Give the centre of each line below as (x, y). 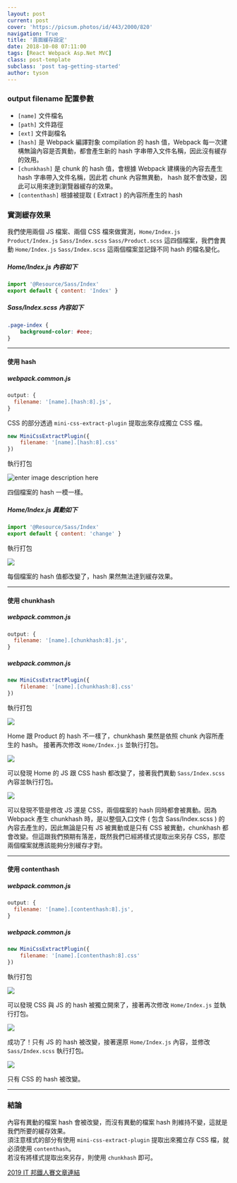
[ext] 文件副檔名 (42, 133)
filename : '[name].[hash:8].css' (69, 443)
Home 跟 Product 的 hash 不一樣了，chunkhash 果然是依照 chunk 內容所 (113, 736)
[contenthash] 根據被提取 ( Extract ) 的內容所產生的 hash (100, 195)
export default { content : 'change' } (64, 534)
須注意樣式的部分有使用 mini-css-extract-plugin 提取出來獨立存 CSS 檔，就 (118, 1139)
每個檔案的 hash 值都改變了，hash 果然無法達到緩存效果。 (92, 576)
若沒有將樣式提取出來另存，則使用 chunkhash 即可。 (82, 1157)
